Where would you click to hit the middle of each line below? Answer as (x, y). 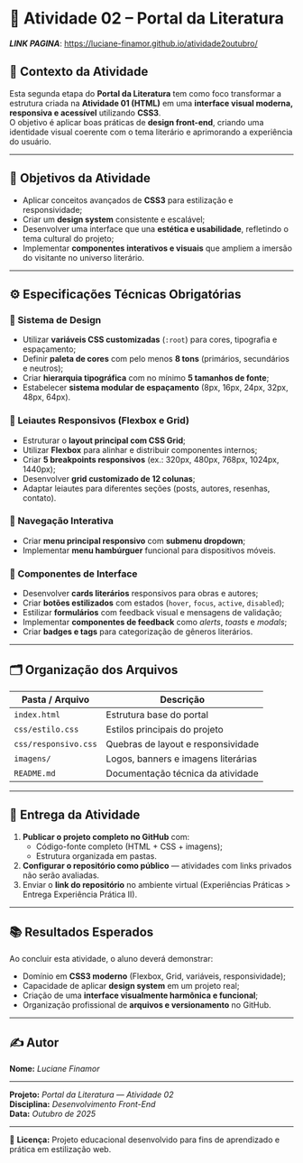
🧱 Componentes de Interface (73, 574)
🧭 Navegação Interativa (62, 521)
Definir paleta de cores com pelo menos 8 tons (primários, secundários (156, 359)
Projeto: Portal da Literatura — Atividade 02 (92, 1094)
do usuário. (30, 141)
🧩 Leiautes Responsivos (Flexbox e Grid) (99, 420)
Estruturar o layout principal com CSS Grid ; (104, 440)
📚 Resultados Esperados (82, 932)
